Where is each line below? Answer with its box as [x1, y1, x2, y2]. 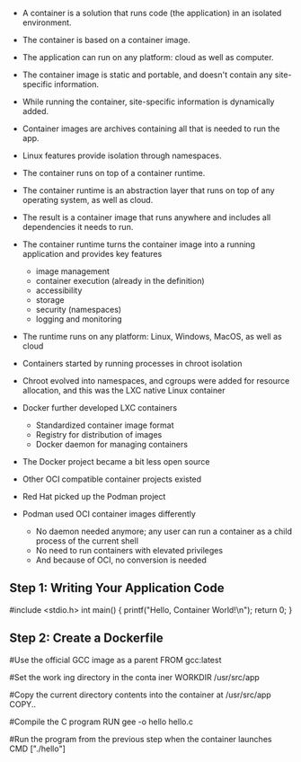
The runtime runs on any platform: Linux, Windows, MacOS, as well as [22, 332, 282, 341]
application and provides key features [22, 249, 163, 259]
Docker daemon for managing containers [35, 439, 189, 449]
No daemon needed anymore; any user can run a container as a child [35, 526, 292, 536]
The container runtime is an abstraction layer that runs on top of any [22, 185, 276, 196]
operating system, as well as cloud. [22, 195, 154, 205]
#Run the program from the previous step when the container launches [9, 733, 272, 744]
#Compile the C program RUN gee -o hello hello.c [9, 716, 193, 727]
